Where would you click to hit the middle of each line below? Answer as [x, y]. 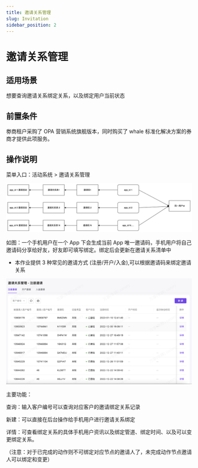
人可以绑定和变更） [29, 459]
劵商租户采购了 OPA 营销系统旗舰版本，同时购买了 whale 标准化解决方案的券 [99, 131]
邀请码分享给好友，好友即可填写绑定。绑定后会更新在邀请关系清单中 [89, 250]
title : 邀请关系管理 [29, 12]
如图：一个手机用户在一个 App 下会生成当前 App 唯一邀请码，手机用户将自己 [99, 242]
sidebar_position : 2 [32, 25]
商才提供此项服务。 [29, 139]
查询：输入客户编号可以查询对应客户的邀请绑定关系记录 [73, 407]
